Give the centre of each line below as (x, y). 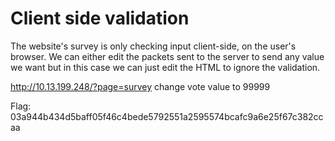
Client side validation (100, 18)
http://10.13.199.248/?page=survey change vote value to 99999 (140, 86)
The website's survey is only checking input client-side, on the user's (153, 46)
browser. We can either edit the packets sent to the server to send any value (167, 56)
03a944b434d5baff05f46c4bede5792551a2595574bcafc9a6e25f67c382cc (167, 116)
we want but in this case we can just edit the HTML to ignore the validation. (165, 67)
